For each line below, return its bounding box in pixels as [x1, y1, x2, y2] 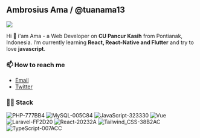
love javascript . [6, 45, 45, 52]
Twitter [15, 83, 33, 90]
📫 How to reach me [6, 61, 65, 69]
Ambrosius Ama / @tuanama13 [6, 5, 126, 15]
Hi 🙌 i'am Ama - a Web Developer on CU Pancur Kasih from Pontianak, [6, 32, 183, 39]
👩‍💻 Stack [6, 98, 33, 107]
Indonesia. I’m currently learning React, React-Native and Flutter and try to [6, 39, 195, 46]
